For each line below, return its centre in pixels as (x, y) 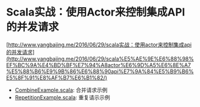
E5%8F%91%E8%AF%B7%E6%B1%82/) (57, 77)
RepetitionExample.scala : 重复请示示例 (63, 97)
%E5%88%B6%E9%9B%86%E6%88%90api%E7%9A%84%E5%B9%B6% (100, 71)
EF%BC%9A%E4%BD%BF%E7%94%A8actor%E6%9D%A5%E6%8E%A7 (99, 65)
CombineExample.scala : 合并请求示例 (61, 90)
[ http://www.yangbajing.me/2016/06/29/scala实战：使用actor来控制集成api (99, 45)
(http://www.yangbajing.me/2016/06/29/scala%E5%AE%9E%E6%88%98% (100, 59)
